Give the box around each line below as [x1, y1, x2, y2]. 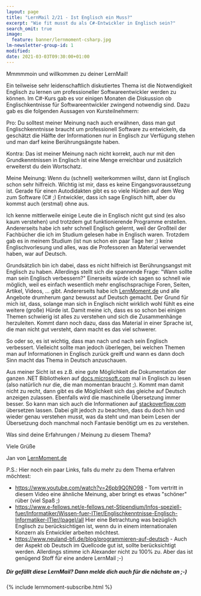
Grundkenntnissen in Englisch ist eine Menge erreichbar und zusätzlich [6, 156, 182, 163]
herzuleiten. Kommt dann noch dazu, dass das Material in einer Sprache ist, [6, 319, 193, 326]
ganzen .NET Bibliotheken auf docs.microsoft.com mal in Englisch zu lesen [6, 374, 191, 382]
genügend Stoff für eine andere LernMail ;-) [14, 554, 124, 562]
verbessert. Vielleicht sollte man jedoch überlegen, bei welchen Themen [6, 344, 185, 351]
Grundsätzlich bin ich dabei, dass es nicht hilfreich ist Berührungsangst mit [6, 261, 191, 269]
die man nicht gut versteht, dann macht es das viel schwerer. [6, 326, 157, 333]
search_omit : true [6, 25, 52, 32]
